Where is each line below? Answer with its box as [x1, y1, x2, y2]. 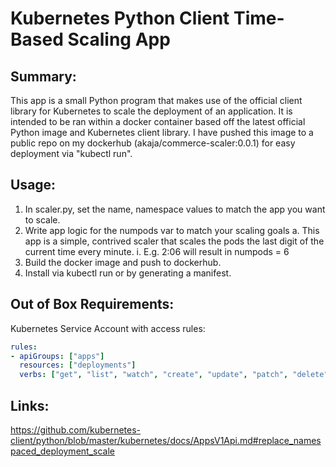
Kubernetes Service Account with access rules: [10, 322, 206, 334]
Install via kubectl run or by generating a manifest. [24, 267, 232, 279]
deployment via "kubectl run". [10, 148, 133, 159]
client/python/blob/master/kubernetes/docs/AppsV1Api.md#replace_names [10, 434, 322, 446]
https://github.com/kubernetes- [10, 423, 141, 436]
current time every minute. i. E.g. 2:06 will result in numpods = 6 [24, 245, 290, 257]
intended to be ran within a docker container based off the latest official [10, 116, 306, 127]
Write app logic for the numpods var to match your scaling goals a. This [24, 224, 320, 236]
